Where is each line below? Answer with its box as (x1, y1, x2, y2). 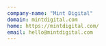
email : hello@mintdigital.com (7, 28, 94, 36)
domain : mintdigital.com (7, 16, 78, 23)
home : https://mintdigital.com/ (7, 22, 99, 29)
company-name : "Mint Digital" (7, 9, 94, 17)
